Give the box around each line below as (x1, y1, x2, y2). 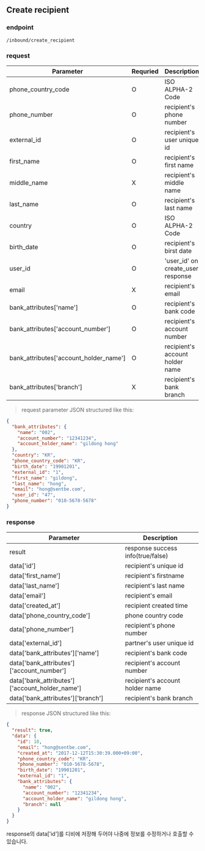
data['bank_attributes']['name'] (9, 649, 99, 658)
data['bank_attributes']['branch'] (9, 694, 104, 703)
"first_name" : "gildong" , (12, 474, 78, 481)
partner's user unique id (124, 639, 194, 648)
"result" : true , (12, 727, 53, 733)
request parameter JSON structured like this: (21, 406, 134, 413)
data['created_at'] (9, 601, 61, 610)
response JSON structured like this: (21, 710, 111, 717)
